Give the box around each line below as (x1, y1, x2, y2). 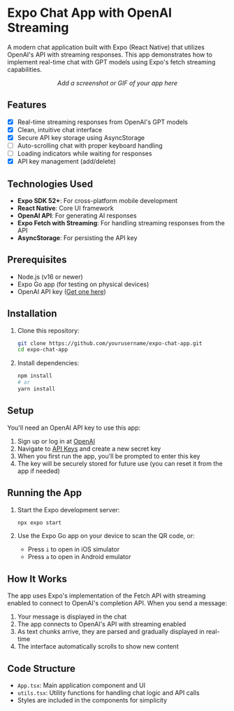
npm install (17, 372, 52, 379)
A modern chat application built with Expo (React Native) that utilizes (7, 43, 205, 51)
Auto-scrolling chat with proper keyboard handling (17, 141, 163, 150)
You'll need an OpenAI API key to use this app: (7, 423, 141, 432)
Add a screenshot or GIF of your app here (57, 78, 178, 87)
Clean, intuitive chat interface (17, 125, 103, 134)
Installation (7, 308, 57, 320)
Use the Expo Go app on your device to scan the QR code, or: (17, 532, 196, 540)
